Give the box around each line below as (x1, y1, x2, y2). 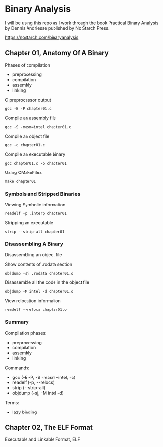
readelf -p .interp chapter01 (5, 211, 67, 216)
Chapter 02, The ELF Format (5, 423, 93, 432)
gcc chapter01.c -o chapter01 (5, 161, 67, 166)
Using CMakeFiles (5, 169, 42, 175)
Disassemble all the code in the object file (5, 279, 90, 285)
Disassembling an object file (5, 252, 62, 258)
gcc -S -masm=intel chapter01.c (5, 124, 71, 129)
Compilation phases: (5, 330, 47, 336)
